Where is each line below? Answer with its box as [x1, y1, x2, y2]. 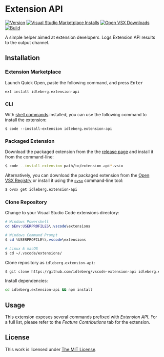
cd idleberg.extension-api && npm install [5, 287, 93, 292]
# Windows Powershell [5, 219, 49, 224]
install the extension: [5, 117, 47, 123]
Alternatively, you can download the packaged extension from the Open [5, 173, 150, 178]
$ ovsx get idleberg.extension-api [5, 187, 78, 192]
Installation [5, 54, 40, 62]
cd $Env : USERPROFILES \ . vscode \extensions [5, 224, 91, 229]
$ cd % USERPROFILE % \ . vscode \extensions [5, 237, 86, 242]
